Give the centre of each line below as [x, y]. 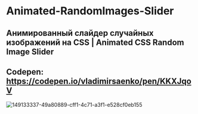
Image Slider [30, 52]
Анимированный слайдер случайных [80, 33]
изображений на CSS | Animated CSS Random [95, 42]
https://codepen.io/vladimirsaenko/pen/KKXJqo [99, 81]
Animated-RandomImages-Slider [90, 11]
